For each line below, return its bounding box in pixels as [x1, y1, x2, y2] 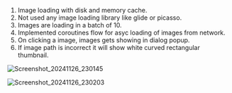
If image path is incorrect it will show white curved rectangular [17, 44, 200, 51]
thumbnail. [17, 51, 49, 59]
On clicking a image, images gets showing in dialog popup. [17, 36, 190, 44]
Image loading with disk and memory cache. [17, 6, 148, 14]
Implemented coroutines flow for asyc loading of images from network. [17, 28, 226, 37]
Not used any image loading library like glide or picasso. [17, 13, 182, 22]
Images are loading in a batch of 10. [17, 21, 122, 29]
